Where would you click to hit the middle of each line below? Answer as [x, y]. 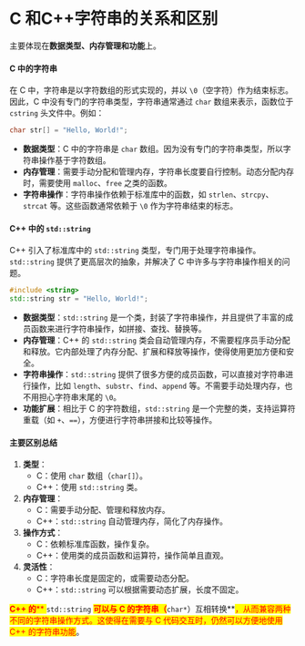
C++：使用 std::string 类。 [89, 487]
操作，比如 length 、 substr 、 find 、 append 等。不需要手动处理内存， [158, 385]
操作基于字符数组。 [75, 160]
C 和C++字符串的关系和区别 [114, 19]
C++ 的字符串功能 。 [47, 632]
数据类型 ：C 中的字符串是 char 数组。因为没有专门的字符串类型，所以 [153, 149]
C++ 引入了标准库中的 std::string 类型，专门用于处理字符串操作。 [135, 251]
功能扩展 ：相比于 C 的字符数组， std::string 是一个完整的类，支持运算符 [159, 408]
